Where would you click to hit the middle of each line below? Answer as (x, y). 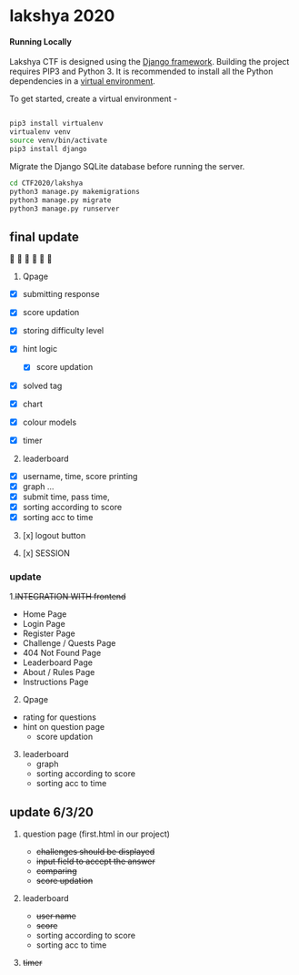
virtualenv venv (40, 132)
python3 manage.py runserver (65, 209)
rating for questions (60, 717)
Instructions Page (55, 682)
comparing (56, 871)
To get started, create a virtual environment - (94, 99)
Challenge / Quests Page (69, 643)
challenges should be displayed (95, 852)
